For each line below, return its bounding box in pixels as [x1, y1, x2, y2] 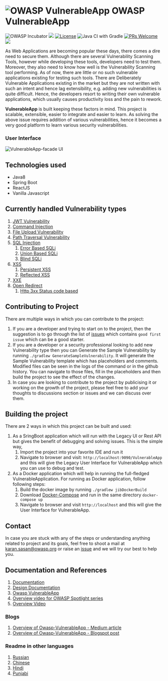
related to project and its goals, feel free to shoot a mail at [5, 540, 125, 547]
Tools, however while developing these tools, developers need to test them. [5, 59, 162, 65]
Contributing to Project [5, 303, 79, 311]
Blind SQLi [20, 255, 42, 262]
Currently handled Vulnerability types [5, 205, 127, 213]
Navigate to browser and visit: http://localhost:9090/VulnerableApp [20, 455, 162, 461]
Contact [5, 522, 31, 530]
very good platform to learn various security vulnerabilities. [5, 122, 128, 128]
